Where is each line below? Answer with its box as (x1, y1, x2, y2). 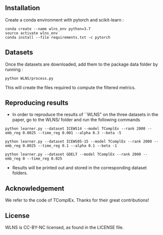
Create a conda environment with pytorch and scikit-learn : (5, 17, 124, 23)
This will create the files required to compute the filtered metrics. (5, 84, 136, 90)
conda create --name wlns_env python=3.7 (5, 26, 91, 31)
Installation (5, 4, 40, 12)
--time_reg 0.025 (26, 156, 63, 161)
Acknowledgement (5, 184, 65, 192)
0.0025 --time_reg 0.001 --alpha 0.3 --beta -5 (23, 131, 121, 136)
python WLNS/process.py (5, 76, 54, 81)
